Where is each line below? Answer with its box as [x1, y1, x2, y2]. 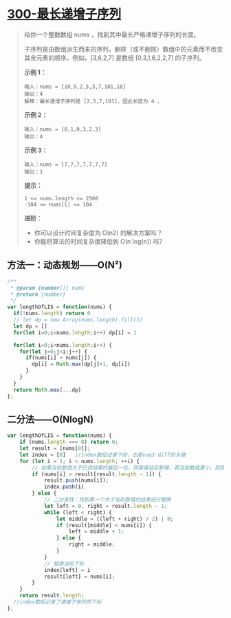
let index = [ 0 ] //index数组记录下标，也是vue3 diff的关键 [19, 451, 186, 458]
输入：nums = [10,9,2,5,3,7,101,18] [23, 83, 126, 90]
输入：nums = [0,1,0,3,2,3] [23, 125, 102, 133]
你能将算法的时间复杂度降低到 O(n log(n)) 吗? [34, 237, 163, 245]
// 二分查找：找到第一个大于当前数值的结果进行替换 [43, 496, 171, 503]
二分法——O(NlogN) [7, 414, 94, 425]
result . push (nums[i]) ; [43, 477, 109, 484]
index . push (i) [43, 483, 85, 491]
